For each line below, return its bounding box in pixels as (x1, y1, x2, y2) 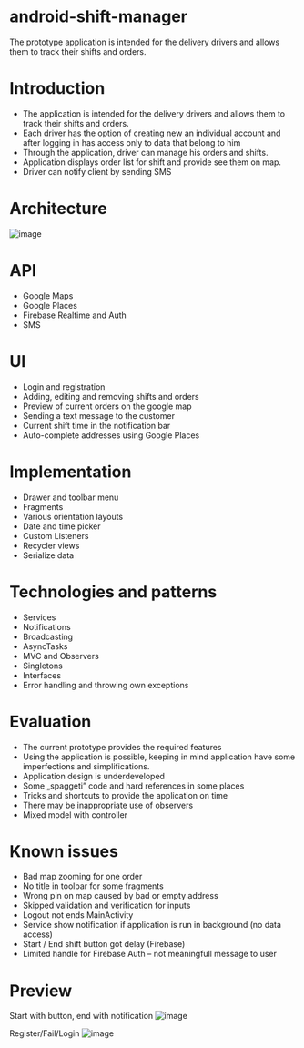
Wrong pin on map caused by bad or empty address (22, 890, 218, 901)
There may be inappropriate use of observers (22, 799, 194, 810)
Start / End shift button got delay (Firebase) (22, 939, 186, 950)
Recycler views (22, 540, 80, 551)
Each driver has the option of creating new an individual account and (22, 127, 281, 138)
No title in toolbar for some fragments (22, 880, 164, 891)
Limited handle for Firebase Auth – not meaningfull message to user (22, 949, 278, 960)
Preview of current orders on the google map (22, 401, 192, 412)
